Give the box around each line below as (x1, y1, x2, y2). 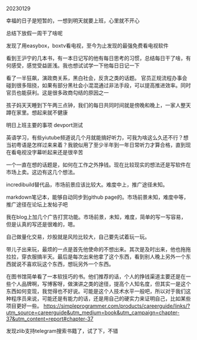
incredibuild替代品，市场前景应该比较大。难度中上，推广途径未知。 (6, 181, 168, 188)
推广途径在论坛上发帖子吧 (6, 201, 68, 208)
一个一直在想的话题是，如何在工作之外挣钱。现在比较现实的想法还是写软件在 (6, 161, 191, 168)
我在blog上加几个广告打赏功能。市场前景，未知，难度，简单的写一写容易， (6, 214, 186, 220)
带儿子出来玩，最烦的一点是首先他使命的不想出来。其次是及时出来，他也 (6, 246, 181, 252)
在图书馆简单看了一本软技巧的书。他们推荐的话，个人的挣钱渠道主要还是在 (6, 273, 186, 280)
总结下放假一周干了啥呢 (6, 29, 63, 36)
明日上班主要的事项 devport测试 (6, 122, 83, 128)
